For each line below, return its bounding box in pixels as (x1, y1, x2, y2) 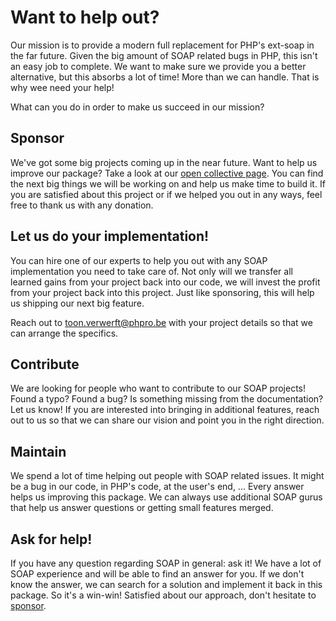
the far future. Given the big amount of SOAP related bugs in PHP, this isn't (10, 49, 318, 61)
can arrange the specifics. (10, 327, 119, 339)
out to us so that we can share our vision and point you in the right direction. (10, 414, 325, 426)
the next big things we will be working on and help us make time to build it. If (10, 177, 326, 190)
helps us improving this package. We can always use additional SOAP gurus (10, 491, 323, 503)
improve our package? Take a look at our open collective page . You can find (10, 167, 324, 179)
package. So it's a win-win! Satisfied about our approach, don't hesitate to (10, 589, 317, 601)
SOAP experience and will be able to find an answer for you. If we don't (10, 568, 305, 580)
